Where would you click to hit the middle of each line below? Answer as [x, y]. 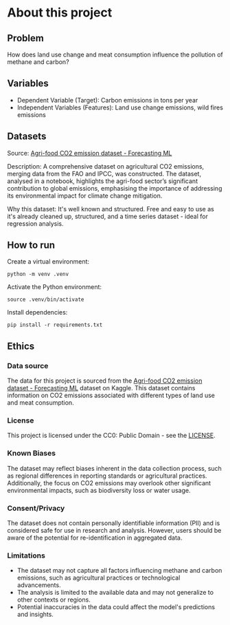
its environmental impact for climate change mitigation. [85, 195]
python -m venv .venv [38, 274]
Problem [26, 38]
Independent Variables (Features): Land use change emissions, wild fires [120, 107]
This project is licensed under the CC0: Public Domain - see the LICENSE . [111, 436]
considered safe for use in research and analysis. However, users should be [114, 531]
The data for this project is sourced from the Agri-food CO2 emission [105, 381]
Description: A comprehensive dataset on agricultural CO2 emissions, [106, 166]
